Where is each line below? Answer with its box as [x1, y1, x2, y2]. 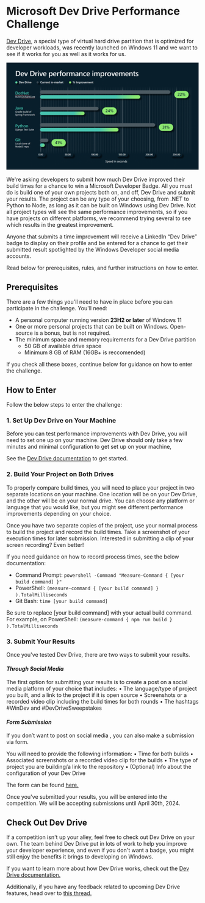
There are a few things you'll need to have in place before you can [6, 298, 173, 305]
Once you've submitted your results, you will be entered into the [6, 793, 168, 801]
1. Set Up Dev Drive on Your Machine [6, 416, 117, 425]
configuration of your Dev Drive [6, 769, 86, 777]
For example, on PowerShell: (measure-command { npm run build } [6, 615, 173, 623]
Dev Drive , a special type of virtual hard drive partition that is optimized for [6, 37, 194, 45]
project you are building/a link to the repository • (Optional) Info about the [6, 763, 192, 771]
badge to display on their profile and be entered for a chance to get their [6, 240, 189, 247]
